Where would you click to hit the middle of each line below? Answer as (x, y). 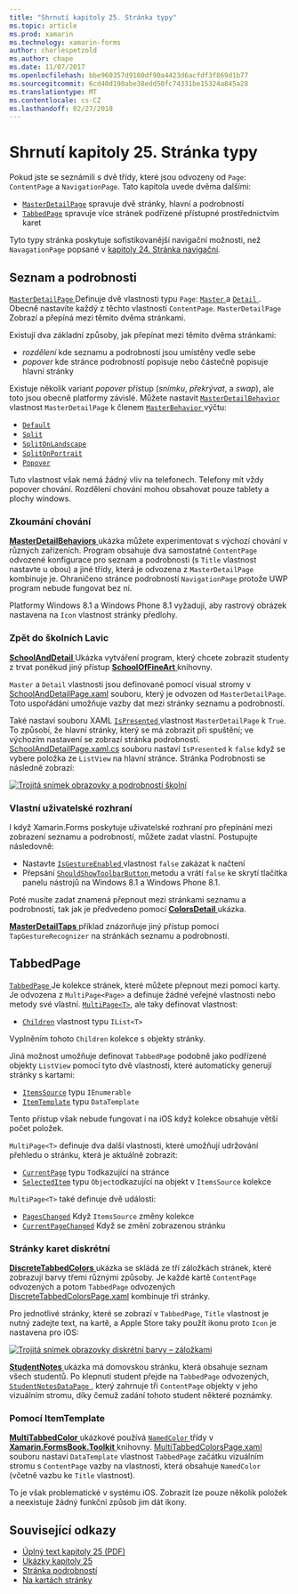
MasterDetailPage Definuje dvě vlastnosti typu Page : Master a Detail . (135, 299)
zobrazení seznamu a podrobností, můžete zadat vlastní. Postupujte (133, 837)
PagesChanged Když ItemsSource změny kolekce (108, 1216)
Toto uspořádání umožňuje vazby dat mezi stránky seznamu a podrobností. (147, 703)
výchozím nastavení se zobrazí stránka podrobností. (105, 739)
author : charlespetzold (53, 51)
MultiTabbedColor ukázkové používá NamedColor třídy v (111, 1437)
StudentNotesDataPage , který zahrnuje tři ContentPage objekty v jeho (133, 1386)
